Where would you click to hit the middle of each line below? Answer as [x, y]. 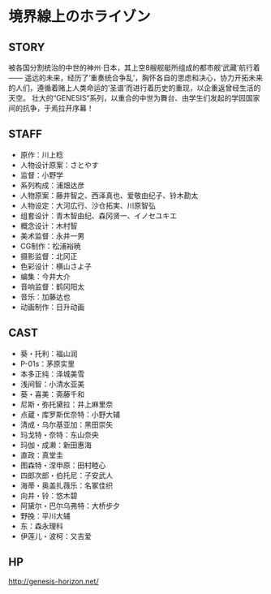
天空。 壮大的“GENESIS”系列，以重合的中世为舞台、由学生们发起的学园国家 [134, 98]
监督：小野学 [41, 174]
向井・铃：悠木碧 [49, 495]
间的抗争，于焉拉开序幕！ [51, 108]
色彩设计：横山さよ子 [56, 266]
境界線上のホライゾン [80, 17]
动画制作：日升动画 [52, 307]
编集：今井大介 [45, 276]
